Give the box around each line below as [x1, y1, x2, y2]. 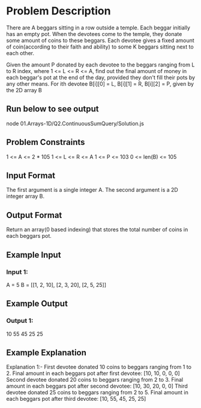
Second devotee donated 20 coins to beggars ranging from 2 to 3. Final [6, 376, 184, 383]
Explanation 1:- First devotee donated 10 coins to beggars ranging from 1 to [6, 364, 192, 371]
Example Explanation [6, 347, 87, 358]
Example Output [6, 298, 68, 309]
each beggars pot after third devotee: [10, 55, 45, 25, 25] [6, 395, 146, 403]
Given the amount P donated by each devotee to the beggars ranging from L [6, 61, 195, 68]
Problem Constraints [6, 137, 85, 147]
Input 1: [6, 268, 28, 276]
